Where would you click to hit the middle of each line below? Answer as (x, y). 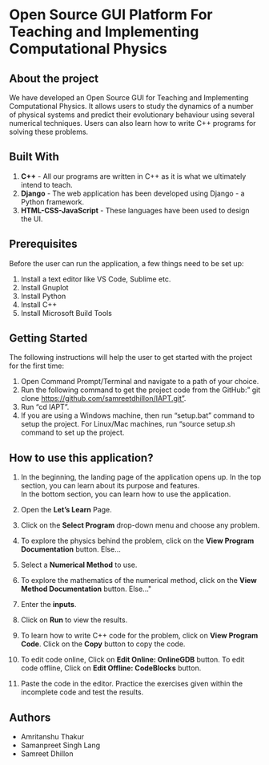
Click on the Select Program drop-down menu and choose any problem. (140, 525)
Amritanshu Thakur (52, 737)
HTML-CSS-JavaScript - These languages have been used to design (135, 210)
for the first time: (37, 366)
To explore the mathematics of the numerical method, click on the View (139, 581)
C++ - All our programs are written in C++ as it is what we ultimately (133, 176)
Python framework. (52, 201)
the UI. (32, 219)
